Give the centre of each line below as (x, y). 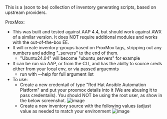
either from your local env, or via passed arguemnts (65, 69)
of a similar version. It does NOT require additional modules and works (85, 37)
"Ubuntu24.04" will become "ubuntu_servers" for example (80, 58)
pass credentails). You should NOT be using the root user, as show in (91, 95)
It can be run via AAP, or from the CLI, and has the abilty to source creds (87, 63)
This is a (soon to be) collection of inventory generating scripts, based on (81, 7)
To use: (20, 79)
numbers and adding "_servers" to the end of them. (65, 53)
